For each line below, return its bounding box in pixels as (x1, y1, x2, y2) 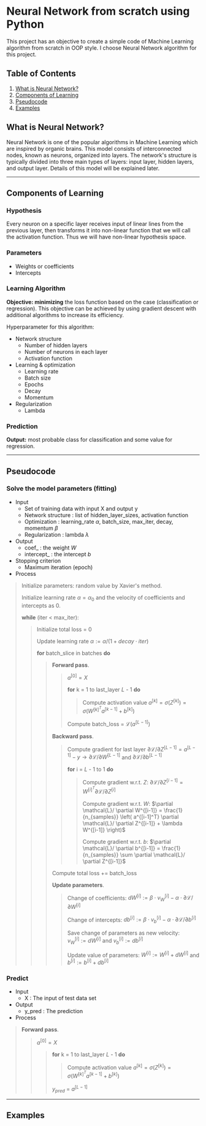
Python (6, 17, 44, 31)
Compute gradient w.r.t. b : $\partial (82, 838, 172, 845)
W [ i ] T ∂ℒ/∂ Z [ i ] (82, 786, 116, 795)
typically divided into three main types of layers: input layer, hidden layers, (6, 158, 194, 165)
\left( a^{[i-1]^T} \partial (120, 813, 179, 820)
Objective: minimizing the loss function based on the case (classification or (6, 298, 199, 305)
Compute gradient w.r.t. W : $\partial (82, 800, 174, 807)
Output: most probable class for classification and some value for (6, 436, 173, 443)
